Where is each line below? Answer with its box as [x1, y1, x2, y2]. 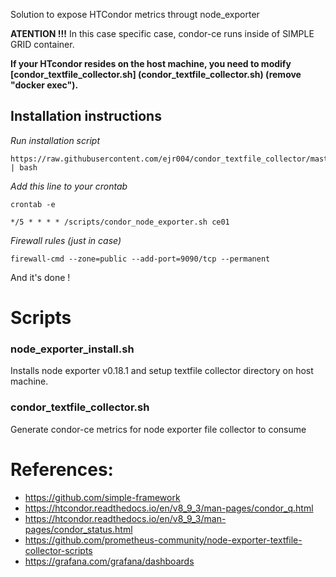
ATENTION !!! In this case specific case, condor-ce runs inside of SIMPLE [10, 28, 315, 39]
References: [10, 458, 114, 481]
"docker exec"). [10, 79, 79, 91]
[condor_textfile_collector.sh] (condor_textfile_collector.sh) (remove [10, 69, 302, 80]
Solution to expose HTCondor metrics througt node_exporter [10, 9, 260, 20]
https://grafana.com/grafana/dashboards [24, 555, 195, 567]
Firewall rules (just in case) [10, 234, 122, 246]
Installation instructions [10, 108, 162, 125]
